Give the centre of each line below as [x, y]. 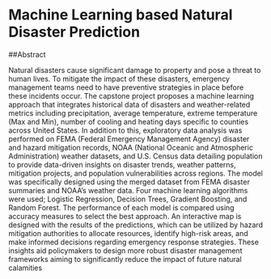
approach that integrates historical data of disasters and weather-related [129, 104]
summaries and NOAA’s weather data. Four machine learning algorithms [128, 190]
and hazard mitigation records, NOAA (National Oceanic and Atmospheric [131, 147]
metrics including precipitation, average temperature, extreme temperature [133, 113]
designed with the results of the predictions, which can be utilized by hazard [135, 225]
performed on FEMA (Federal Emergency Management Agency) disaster [129, 138]
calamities [25, 268]
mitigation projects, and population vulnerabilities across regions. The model [136, 173]
